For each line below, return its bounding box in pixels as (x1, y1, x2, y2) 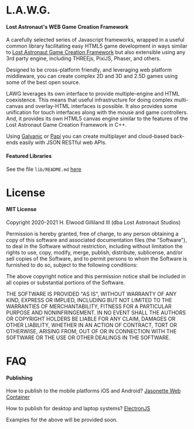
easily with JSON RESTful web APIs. (19, 139, 107, 146)
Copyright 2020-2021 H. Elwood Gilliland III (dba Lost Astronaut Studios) (6, 218, 181, 226)
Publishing (6, 374, 33, 381)
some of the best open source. (6, 79, 80, 86)
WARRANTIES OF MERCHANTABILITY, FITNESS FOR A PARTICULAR (6, 303, 172, 310)
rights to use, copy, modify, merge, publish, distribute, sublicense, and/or (6, 249, 183, 256)
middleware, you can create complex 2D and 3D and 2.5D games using (6, 73, 178, 80)
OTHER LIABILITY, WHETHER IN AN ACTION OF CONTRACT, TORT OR (6, 321, 177, 329)
